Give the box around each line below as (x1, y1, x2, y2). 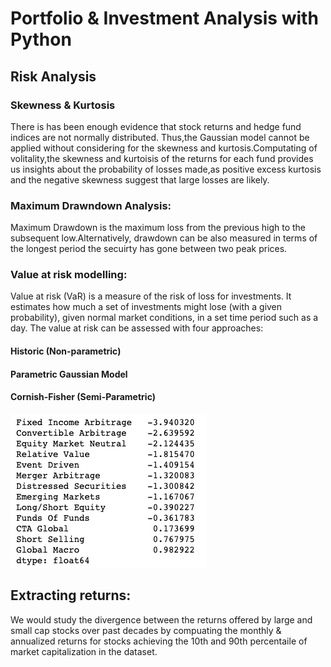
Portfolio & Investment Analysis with (10, 7, 319, 30)
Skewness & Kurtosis (10, 98, 116, 112)
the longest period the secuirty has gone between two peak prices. (10, 243, 288, 255)
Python (10, 28, 72, 51)
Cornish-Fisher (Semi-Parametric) (10, 391, 156, 403)
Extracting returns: (10, 587, 132, 604)
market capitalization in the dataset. (10, 645, 158, 657)
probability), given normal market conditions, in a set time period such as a (10, 312, 319, 324)
